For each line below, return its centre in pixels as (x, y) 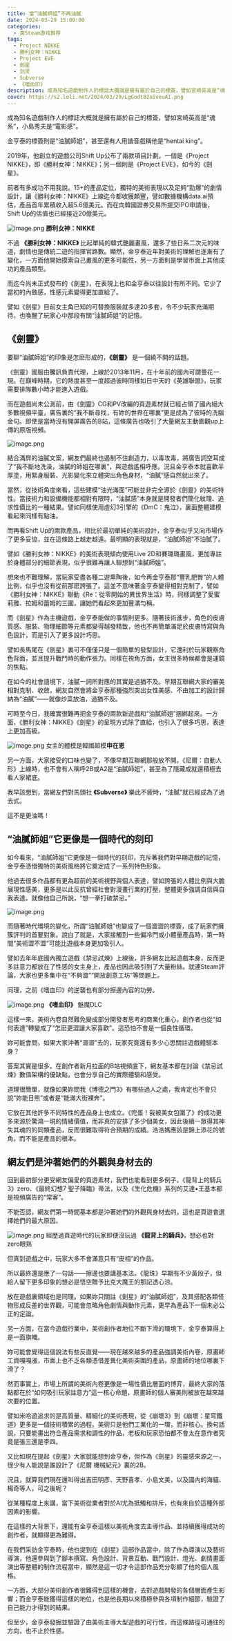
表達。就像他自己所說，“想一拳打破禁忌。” (72, 898)
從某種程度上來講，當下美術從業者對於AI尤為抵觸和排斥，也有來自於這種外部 (116, 1503)
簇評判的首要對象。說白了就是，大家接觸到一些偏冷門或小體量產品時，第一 (113, 934)
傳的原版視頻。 (28, 430)
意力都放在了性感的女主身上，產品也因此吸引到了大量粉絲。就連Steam (119, 966)
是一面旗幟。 (25, 1337)
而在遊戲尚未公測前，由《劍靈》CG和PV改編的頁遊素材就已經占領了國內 (109, 404)
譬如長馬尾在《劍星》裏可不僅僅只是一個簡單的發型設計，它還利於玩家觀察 (113, 649)
